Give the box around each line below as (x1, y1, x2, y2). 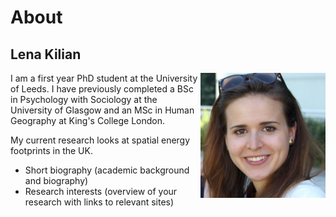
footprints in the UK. (10, 145, 93, 156)
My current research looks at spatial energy (10, 134, 191, 146)
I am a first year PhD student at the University (10, 72, 198, 84)
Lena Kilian (10, 46, 82, 63)
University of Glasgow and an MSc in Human (10, 104, 195, 116)
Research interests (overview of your (24, 186, 178, 197)
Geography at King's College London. (10, 115, 166, 126)
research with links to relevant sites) (24, 196, 175, 208)
